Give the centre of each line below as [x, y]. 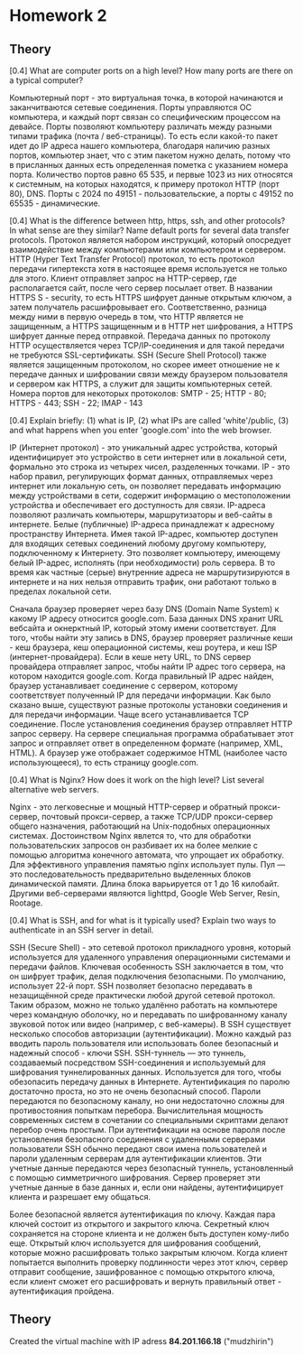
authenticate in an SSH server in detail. [82, 930]
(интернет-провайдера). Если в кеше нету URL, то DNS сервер [130, 657]
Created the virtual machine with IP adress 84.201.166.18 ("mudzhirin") [142, 1341]
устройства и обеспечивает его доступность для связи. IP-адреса [138, 505]
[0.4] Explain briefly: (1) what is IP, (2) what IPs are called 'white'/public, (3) [149, 420]
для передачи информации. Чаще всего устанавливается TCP [129, 715]
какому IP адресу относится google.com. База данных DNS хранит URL [147, 618]
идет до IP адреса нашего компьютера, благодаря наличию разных [140, 146]
